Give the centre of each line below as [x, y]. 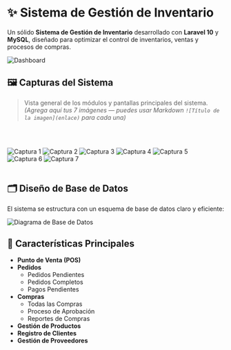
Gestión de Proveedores [52, 341]
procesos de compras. [39, 47]
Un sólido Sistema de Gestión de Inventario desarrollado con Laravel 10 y [113, 32]
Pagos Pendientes [53, 289]
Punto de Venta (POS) [49, 260]
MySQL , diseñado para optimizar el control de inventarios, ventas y [103, 39]
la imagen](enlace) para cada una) [75, 117]
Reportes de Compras [59, 319]
